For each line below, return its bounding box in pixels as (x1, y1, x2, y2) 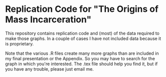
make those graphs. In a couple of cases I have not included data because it (5, 36, 162, 41)
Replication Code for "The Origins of (5, 3, 159, 15)
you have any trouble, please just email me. (5, 66, 94, 72)
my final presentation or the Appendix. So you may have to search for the (5, 55, 155, 61)
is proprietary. (5, 40, 34, 46)
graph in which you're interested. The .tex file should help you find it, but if (5, 61, 158, 67)
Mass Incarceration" (5, 14, 92, 25)
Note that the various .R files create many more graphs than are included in (5, 50, 159, 56)
